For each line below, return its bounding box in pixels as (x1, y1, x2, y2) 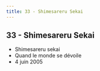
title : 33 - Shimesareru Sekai (6, 8, 83, 15)
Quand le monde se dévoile (14, 52, 82, 59)
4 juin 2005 (14, 58, 43, 65)
